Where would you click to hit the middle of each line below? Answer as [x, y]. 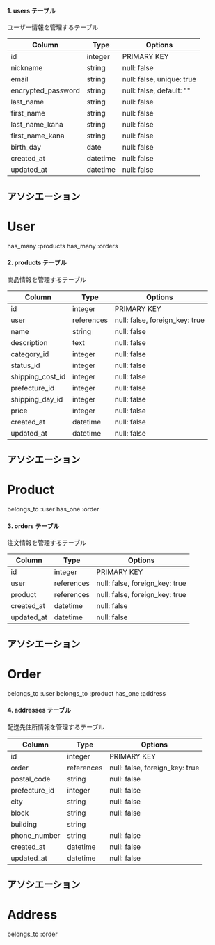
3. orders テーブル [33, 526]
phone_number [35, 835]
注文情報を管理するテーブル [47, 543]
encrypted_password [45, 90]
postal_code [31, 779]
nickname [27, 68]
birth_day [26, 148]
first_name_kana [38, 136]
